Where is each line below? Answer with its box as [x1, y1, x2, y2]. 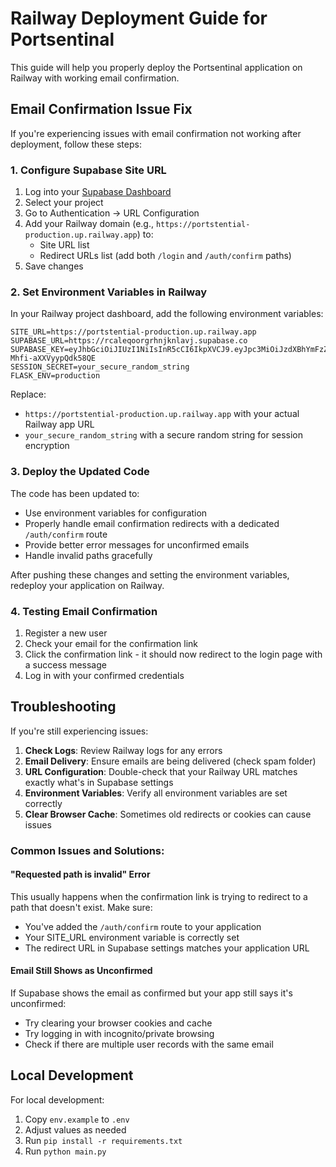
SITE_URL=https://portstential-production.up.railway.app [10, 327, 257, 337]
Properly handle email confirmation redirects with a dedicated [24, 517, 280, 529]
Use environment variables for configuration [24, 507, 208, 519]
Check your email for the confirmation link [24, 637, 199, 649]
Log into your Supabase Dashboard [24, 186, 172, 198]
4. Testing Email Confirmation [10, 604, 158, 618]
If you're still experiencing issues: [10, 725, 149, 737]
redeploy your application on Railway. [10, 579, 165, 591]
